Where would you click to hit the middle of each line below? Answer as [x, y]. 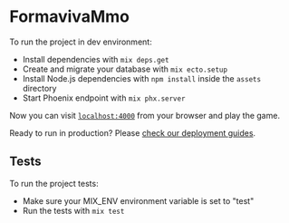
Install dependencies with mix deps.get [96, 59]
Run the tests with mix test [73, 210]
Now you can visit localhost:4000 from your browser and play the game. [145, 115]
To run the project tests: [54, 183]
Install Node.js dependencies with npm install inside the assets [141, 78]
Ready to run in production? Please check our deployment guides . [133, 132]
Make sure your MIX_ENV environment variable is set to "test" [138, 200]
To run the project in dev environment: [81, 42]
